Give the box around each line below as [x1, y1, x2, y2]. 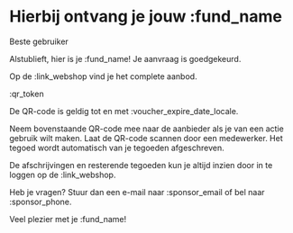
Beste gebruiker [9, 36, 69, 47]
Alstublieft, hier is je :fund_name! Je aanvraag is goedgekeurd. [9, 53, 242, 64]
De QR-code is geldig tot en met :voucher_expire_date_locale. [9, 105, 239, 116]
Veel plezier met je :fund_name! [9, 213, 127, 224]
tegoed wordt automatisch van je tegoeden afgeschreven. [9, 142, 224, 153]
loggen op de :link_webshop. [9, 169, 116, 180]
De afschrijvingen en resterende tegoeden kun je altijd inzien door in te [9, 159, 273, 170]
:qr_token [9, 88, 44, 99]
